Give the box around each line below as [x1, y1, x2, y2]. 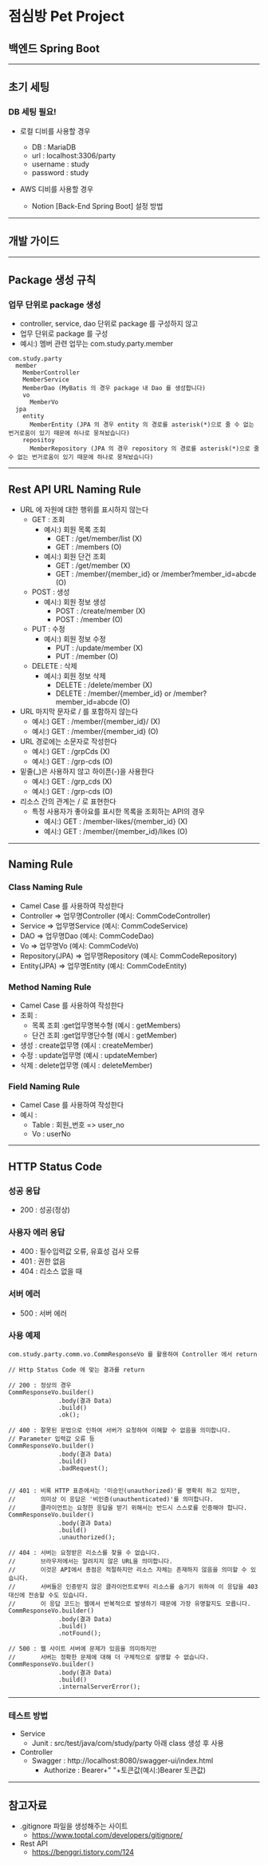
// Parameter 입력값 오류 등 [8, 1435, 96, 1443]
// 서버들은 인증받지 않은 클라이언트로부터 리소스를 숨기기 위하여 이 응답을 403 [8, 1583, 258, 1591]
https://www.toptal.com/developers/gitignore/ [31, 1830, 183, 1839]
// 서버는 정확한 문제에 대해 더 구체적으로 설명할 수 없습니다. [8, 1653, 210, 1661]
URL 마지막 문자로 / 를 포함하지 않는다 [19, 707, 139, 716]
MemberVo [29, 398, 59, 406]
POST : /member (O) [55, 615, 124, 624]
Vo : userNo [31, 1129, 72, 1139]
